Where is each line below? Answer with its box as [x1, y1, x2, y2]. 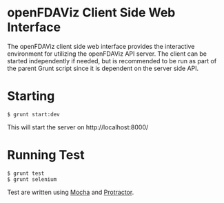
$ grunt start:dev [7, 111, 60, 118]
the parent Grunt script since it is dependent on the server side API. [7, 64, 199, 72]
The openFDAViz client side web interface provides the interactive [7, 42, 195, 50]
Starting [7, 88, 55, 104]
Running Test [7, 147, 85, 163]
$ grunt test [7, 170, 45, 177]
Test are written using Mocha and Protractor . [7, 188, 134, 196]
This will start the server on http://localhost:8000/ [7, 122, 149, 131]
